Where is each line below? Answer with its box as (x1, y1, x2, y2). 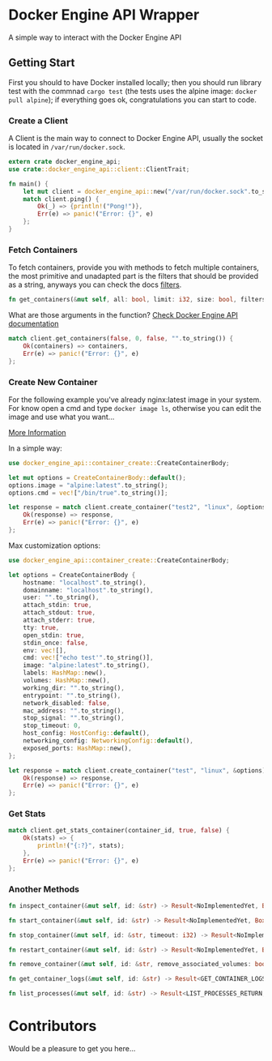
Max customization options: (8, 541, 101, 550)
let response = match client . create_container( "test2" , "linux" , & (8, 503, 241, 511)
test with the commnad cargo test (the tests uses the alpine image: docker (8, 86, 257, 96)
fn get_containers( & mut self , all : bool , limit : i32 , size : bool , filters (8, 296, 266, 304)
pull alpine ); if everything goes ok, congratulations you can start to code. (8, 95, 257, 105)
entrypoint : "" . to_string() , (23, 691, 121, 699)
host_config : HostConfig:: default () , (23, 729, 151, 738)
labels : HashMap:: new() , (23, 669, 107, 678)
